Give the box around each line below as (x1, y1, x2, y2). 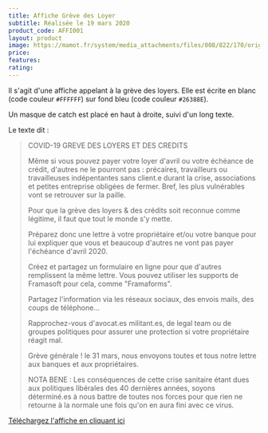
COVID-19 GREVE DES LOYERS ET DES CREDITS (27, 141, 188, 150)
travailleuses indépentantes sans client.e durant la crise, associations (27, 173, 256, 182)
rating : (8, 64, 34, 72)
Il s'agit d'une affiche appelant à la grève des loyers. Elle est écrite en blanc (8, 85, 257, 95)
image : (8, 42, 30, 50)
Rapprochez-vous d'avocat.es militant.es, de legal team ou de (27, 318, 232, 328)
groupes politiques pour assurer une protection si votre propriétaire (27, 327, 250, 336)
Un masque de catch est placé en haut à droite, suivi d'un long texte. (8, 109, 235, 119)
